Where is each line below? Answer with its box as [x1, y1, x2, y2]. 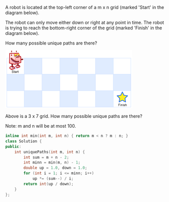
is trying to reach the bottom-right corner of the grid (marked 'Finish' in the [5, 25, 162, 31]
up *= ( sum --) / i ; [32, 176, 74, 181]
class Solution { [5, 139, 42, 144]
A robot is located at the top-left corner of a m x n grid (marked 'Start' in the [5, 5, 164, 10]
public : [5, 144, 22, 149]
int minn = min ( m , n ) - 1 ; [23, 160, 81, 165]
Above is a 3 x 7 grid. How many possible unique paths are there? [5, 113, 143, 119]
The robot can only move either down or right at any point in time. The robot [5, 20, 164, 25]
